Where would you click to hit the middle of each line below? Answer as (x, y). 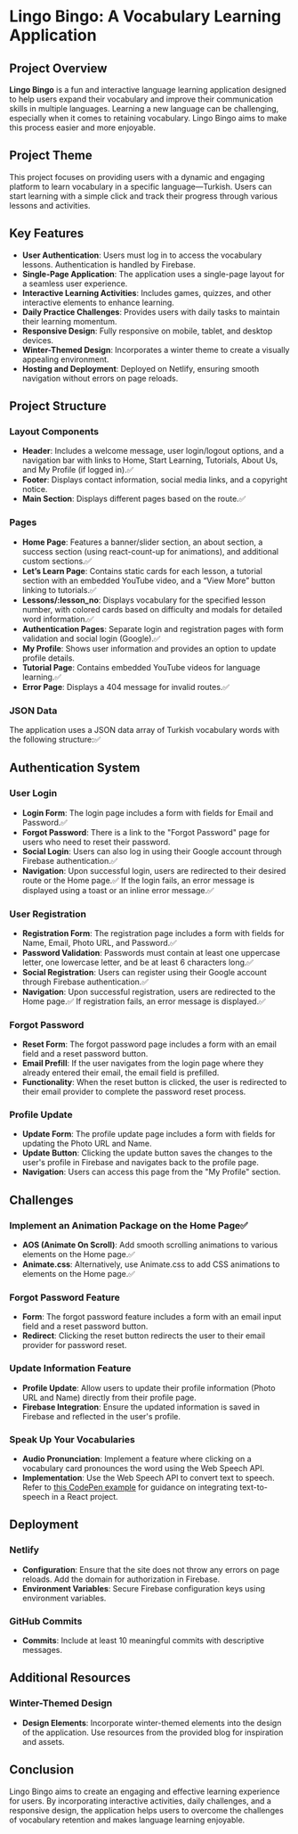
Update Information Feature (70, 1369)
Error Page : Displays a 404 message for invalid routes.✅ (125, 687)
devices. (38, 340)
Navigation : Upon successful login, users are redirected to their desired (154, 870)
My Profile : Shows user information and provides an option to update (149, 648)
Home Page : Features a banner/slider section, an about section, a (142, 542)
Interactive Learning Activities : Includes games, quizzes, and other (146, 292)
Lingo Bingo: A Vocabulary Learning (145, 16)
